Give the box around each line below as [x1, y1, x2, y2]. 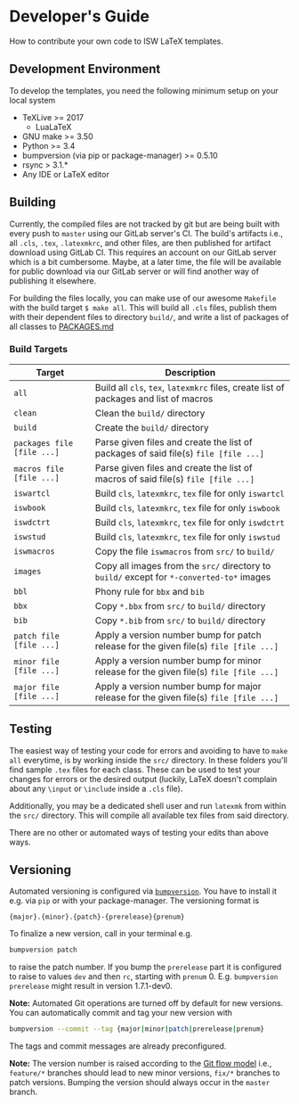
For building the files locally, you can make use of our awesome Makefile [9, 292, 277, 303]
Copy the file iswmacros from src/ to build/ [94, 545, 275, 557]
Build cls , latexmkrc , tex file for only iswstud [94, 531, 280, 543]
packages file [13, 438, 74, 448]
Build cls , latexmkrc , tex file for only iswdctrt [94, 515, 285, 528]
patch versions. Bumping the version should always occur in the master [9, 1077, 271, 1088]
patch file [13, 630, 60, 641]
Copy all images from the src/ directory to [94, 559, 271, 572]
